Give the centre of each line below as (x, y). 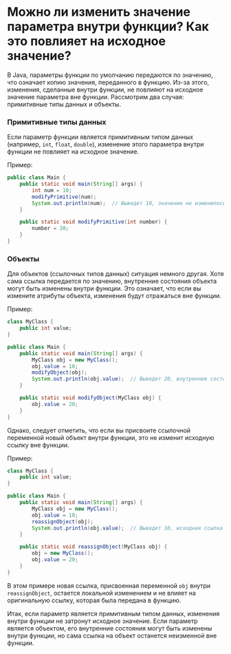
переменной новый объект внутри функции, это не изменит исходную (111, 437)
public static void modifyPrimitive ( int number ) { (93, 222)
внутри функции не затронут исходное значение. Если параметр (102, 621)
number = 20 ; (51, 229)
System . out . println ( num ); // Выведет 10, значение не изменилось (129, 203)
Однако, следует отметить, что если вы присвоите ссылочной (99, 430)
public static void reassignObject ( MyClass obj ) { (93, 547)
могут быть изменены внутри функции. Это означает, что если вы (104, 288)
